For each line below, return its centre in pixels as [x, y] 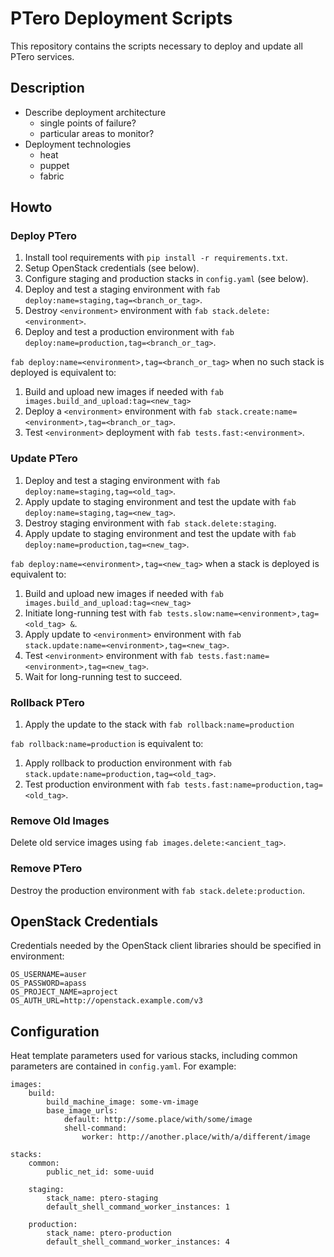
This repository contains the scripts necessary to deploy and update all [156, 46]
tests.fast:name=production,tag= [253, 785]
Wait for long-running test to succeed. [103, 676]
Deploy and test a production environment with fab [129, 332]
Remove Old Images [60, 820]
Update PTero [44, 459]
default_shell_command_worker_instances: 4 [138, 1242]
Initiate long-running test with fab [93, 613]
